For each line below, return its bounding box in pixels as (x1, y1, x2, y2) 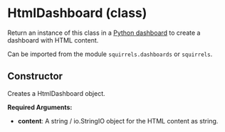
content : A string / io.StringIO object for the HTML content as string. (17, 116, 219, 125)
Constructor (7, 70, 63, 82)
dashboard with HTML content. (7, 35, 99, 44)
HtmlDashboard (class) (7, 5, 147, 21)
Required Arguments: (7, 103, 73, 111)
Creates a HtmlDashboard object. (7, 89, 105, 97)
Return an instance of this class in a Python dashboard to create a (7, 28, 201, 37)
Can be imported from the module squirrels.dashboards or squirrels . (7, 50, 213, 58)
